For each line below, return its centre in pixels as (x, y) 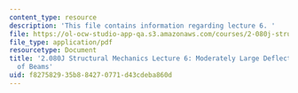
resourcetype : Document (53, 50)
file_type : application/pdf (61, 42)
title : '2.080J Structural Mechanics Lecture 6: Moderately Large (134, 58)
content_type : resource (53, 17)
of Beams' (35, 67)
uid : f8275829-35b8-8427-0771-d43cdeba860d (91, 75)
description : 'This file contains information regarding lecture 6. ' (142, 26)
